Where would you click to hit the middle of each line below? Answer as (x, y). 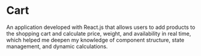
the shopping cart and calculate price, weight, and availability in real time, (99, 33)
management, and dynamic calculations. (57, 46)
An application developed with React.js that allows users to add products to (101, 27)
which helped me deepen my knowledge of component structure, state (95, 40)
